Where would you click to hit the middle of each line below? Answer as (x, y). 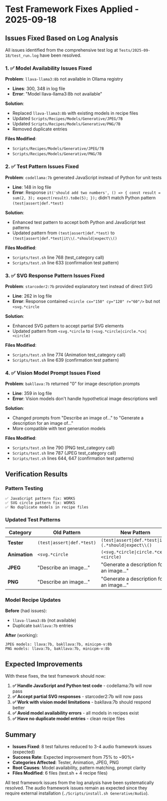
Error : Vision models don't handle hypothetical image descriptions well (85, 399)
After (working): (22, 635)
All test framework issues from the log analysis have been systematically (80, 783)
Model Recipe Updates (33, 600)
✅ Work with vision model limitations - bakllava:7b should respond (82, 702)
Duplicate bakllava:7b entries (43, 626)
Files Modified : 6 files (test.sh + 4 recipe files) (60, 773)
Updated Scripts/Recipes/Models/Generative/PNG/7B (66, 124)
